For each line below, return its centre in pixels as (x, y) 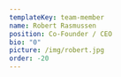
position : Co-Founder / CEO (61, 34)
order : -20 (29, 58)
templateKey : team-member (57, 17)
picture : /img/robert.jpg (57, 50)
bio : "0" (25, 42)
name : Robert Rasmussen (53, 26)
